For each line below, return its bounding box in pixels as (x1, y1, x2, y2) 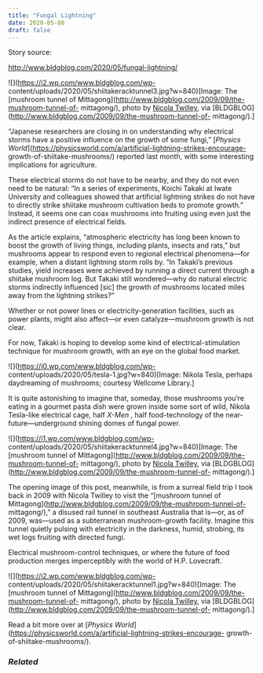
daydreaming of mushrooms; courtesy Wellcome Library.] (8, 378, 195, 388)
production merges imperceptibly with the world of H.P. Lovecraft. (8, 556, 222, 566)
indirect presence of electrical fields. (8, 217, 127, 226)
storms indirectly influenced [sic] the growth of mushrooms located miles (8, 282, 245, 292)
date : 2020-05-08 (8, 19, 65, 27)
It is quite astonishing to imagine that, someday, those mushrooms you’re (8, 394, 245, 403)
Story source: (8, 48, 53, 57)
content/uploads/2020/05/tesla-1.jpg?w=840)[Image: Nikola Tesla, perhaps (8, 370, 253, 380)
